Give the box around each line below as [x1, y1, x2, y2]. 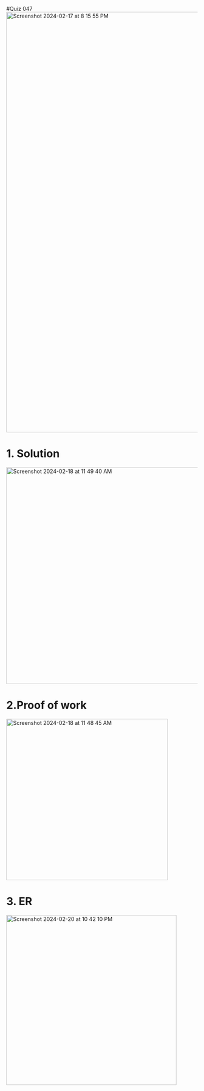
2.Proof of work [6, 698, 87, 712]
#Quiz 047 [6, 5, 33, 12]
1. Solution [6, 447, 60, 461]
